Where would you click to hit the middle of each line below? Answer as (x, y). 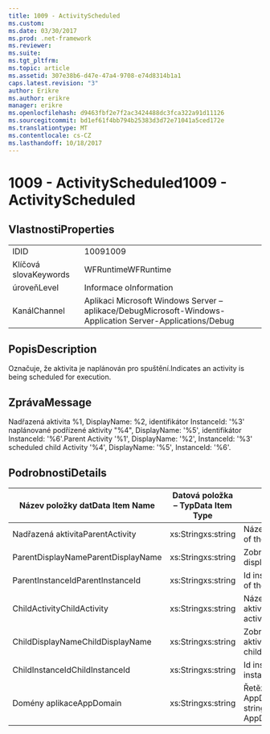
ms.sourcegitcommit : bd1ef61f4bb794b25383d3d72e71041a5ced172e (117, 121)
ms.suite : (25, 53)
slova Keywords (41, 274)
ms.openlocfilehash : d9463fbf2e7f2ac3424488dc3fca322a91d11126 (117, 113)
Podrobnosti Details (57, 473)
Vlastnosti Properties (61, 230)
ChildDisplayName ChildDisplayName (82, 641)
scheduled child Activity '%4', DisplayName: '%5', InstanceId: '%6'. (120, 447)
